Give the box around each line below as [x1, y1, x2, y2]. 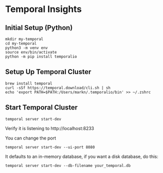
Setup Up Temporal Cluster [5, 67, 91, 76]
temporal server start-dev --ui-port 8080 [5, 144, 95, 149]
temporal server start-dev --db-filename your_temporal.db [5, 163, 131, 168]
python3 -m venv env [5, 45, 48, 50]
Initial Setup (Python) [5, 23, 73, 32]
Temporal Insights [5, 3, 82, 15]
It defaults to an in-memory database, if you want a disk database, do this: [5, 153, 158, 159]
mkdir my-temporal [5, 36, 43, 41]
